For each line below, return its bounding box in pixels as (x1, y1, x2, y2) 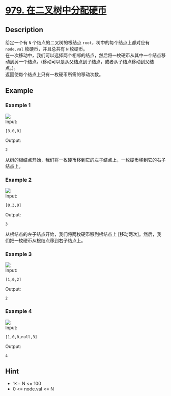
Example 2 (5, 176, 32, 183)
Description (5, 25, 43, 34)
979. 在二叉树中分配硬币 (5, 5, 107, 16)
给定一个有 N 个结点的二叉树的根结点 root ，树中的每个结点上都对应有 (5, 39, 150, 45)
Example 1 (5, 102, 31, 109)
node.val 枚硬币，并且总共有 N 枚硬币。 (5, 46, 88, 52)
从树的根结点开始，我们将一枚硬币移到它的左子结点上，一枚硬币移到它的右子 (5, 157, 166, 163)
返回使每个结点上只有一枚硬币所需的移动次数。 (5, 71, 103, 77)
